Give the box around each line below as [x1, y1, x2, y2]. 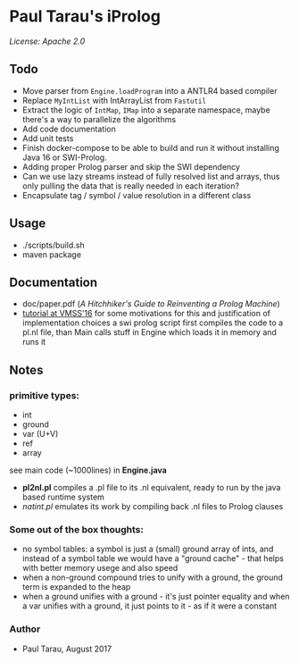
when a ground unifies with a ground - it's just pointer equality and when [21, 592, 290, 602]
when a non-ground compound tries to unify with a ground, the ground [21, 572, 284, 583]
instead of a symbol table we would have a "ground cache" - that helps [21, 553, 284, 564]
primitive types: [9, 389, 80, 401]
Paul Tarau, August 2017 [21, 643, 112, 654]
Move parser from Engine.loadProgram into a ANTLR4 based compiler [21, 85, 278, 96]
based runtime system [21, 491, 105, 502]
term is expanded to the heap [21, 582, 131, 592]
